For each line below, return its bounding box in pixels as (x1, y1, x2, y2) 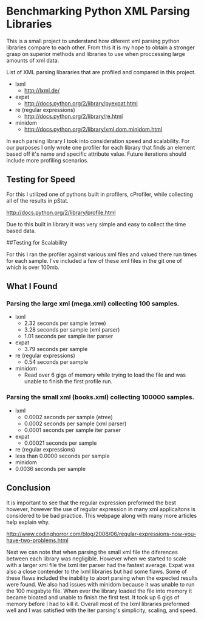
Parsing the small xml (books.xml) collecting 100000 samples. (6, 393, 195, 402)
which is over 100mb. (6, 263, 59, 271)
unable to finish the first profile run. (24, 378, 113, 385)
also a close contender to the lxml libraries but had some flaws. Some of (6, 568, 187, 575)
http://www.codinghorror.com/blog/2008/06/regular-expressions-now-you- (6, 530, 196, 537)
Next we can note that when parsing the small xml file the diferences (6, 548, 178, 556)
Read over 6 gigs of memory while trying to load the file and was (24, 371, 186, 378)
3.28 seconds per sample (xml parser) (24, 326, 120, 333)
